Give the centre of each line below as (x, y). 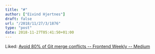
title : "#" (16, 10)
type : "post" (19, 28)
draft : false (19, 19)
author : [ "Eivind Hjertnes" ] (35, 14)
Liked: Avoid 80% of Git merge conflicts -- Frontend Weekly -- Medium (77, 46)
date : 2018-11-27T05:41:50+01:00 (40, 32)
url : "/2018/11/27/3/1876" (33, 23)
